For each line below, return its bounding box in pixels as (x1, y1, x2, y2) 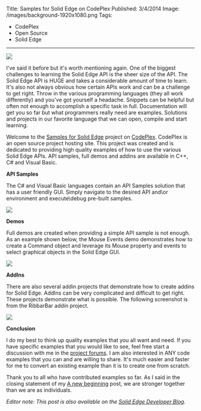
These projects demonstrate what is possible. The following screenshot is (6, 296, 188, 302)
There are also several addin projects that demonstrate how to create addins (6, 283, 194, 290)
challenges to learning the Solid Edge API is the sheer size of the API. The (6, 71, 188, 77)
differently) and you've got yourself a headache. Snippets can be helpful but (6, 96, 194, 103)
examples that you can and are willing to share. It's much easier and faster (6, 356, 190, 362)
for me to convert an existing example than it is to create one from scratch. (6, 362, 190, 369)
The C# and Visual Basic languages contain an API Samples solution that (6, 182, 185, 189)
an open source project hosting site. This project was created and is (6, 140, 174, 146)
